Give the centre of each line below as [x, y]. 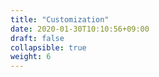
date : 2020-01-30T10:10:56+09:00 [80, 29]
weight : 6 [31, 57]
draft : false [37, 38]
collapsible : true [48, 47]
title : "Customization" [60, 19]
